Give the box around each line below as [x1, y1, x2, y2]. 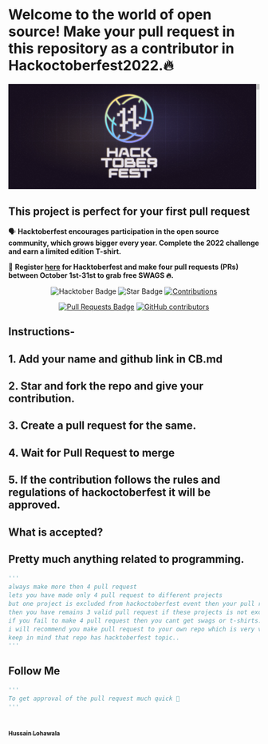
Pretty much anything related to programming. [8, 552, 245, 566]
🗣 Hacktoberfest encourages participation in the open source [8, 226, 219, 236]
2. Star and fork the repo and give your [8, 379, 203, 393]
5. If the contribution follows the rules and [8, 473, 221, 487]
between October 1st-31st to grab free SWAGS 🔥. [8, 270, 174, 280]
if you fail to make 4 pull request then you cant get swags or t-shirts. [8, 616, 262, 624]
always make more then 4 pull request [8, 583, 137, 592]
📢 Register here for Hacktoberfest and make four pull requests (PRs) [8, 262, 239, 271]
